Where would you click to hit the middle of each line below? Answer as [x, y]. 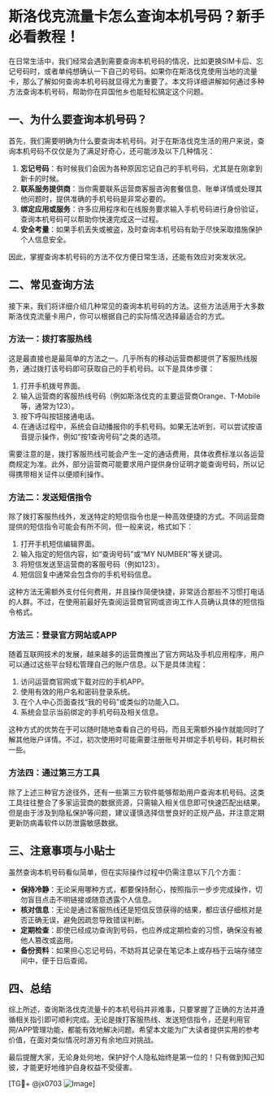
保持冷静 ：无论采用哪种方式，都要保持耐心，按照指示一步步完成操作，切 [141, 889]
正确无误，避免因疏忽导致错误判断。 [88, 920]
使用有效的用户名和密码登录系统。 [77, 692]
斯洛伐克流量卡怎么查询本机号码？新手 [137, 17]
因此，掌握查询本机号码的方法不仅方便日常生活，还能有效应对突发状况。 [129, 256]
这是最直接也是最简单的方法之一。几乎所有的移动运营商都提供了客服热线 [129, 358]
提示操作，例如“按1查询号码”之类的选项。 [96, 437]
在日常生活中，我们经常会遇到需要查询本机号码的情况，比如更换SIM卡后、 [132, 61]
